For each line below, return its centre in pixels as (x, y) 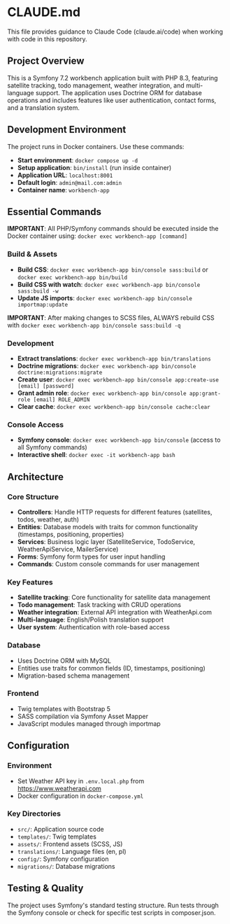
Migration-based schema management (73, 675)
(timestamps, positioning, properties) (71, 534)
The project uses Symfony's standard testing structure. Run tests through (113, 905)
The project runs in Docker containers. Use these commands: (96, 146)
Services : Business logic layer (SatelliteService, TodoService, (106, 541)
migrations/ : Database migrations (66, 866)
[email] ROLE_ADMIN (62, 400)
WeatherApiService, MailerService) (68, 549)
